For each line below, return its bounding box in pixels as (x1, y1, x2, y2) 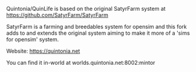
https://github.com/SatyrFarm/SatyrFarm (6, 11, 109, 19)
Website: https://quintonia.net (6, 47, 80, 55)
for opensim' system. (6, 36, 59, 43)
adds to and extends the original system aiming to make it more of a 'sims (6, 29, 191, 37)
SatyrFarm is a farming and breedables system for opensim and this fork (6, 23, 188, 30)
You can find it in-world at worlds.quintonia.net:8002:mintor (6, 59, 155, 66)
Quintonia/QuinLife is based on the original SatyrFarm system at (6, 5, 166, 12)
